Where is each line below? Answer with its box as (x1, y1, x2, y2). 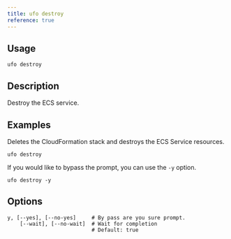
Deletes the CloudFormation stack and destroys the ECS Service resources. (7, 137, 225, 145)
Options (7, 196, 43, 208)
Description (7, 80, 59, 92)
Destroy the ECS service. (7, 99, 80, 107)
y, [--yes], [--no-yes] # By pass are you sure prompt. (7, 214, 186, 221)
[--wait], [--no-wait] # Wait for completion (20, 220, 158, 227)
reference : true (7, 17, 54, 24)
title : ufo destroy (7, 10, 64, 17)
